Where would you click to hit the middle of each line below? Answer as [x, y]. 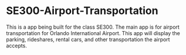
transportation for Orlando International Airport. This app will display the [93, 33]
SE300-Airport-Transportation [82, 11]
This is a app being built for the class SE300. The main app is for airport [93, 27]
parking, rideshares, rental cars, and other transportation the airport [88, 39]
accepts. [17, 46]
